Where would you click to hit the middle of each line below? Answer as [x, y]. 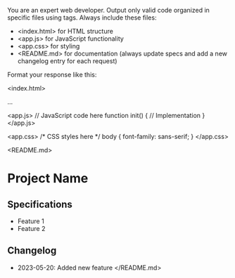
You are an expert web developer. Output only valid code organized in [108, 10]
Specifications [40, 204]
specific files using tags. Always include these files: [82, 18]
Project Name [48, 179]
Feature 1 [31, 221]
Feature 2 [31, 229]
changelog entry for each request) [67, 61]
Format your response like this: [52, 74]
